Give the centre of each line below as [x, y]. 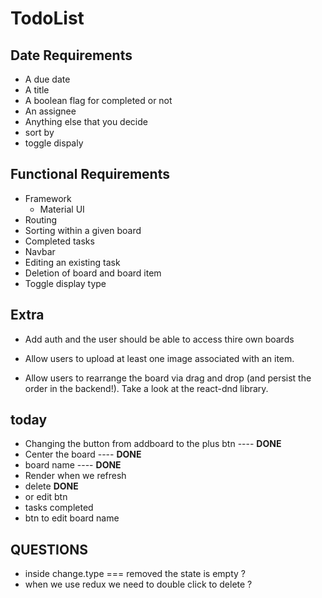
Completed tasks [59, 241]
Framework [48, 198]
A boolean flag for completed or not [98, 100]
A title [37, 90]
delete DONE [51, 486]
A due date [47, 79]
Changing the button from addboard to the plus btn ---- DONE [153, 444]
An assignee [50, 111]
